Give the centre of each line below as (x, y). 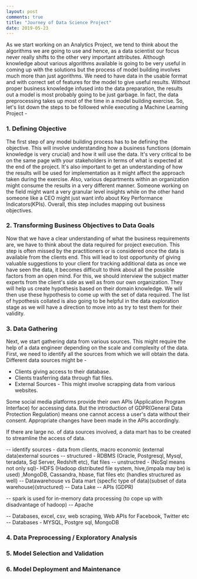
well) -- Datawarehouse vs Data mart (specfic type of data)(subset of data (96, 481)
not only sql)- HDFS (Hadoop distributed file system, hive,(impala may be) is (98, 468)
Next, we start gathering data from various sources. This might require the (96, 341)
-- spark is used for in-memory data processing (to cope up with (84, 498)
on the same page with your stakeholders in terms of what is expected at (94, 160)
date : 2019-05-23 (27, 28)
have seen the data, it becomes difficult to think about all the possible (90, 269)
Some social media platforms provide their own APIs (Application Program (96, 402)
